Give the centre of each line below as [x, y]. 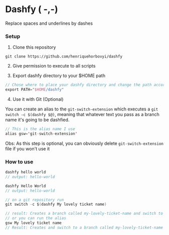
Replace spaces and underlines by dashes [49, 23]
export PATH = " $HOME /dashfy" [35, 90]
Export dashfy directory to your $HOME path [59, 76]
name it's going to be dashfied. [37, 120]
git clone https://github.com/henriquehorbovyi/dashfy [64, 56]
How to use [19, 161]
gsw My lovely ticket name [33, 223]
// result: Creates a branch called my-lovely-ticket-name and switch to [84, 214]
